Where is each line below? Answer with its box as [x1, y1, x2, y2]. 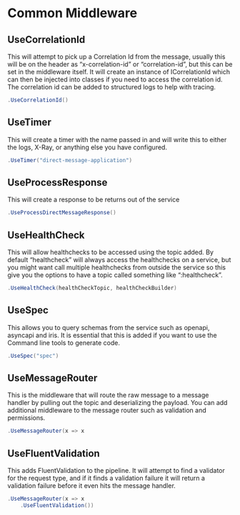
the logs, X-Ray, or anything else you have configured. [7, 143, 168, 151]
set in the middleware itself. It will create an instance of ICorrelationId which [7, 68, 231, 76]
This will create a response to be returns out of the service [7, 195, 180, 204]
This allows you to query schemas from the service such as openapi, [7, 323, 210, 331]
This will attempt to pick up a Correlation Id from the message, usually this [7, 52, 226, 61]
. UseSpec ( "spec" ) [7, 352, 59, 359]
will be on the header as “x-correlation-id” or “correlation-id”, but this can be [7, 60, 234, 69]
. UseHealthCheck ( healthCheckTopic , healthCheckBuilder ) [7, 284, 177, 292]
